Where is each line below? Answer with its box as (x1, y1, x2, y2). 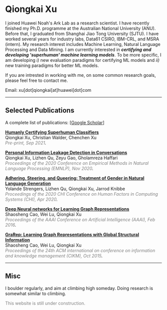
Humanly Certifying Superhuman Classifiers (5, 129, 99, 135)
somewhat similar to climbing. (5, 291, 66, 297)
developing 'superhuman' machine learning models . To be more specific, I (5, 51, 162, 58)
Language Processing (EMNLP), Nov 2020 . (5, 165, 93, 171)
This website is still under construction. (5, 300, 85, 306)
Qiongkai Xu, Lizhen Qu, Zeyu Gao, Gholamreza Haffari (5, 155, 118, 161)
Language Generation (5, 180, 51, 186)
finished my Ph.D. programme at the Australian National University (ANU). (5, 25, 156, 31)
